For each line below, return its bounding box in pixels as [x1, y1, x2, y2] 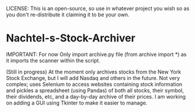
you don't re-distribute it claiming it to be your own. [6, 11, 130, 18]
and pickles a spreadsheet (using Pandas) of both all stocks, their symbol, [6, 87, 184, 94]
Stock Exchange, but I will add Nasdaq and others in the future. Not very [6, 74, 180, 81]
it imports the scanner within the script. [6, 57, 100, 64]
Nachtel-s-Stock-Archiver [6, 32, 135, 45]
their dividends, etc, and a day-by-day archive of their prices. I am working [6, 93, 186, 100]
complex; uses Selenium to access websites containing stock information [6, 80, 183, 87]
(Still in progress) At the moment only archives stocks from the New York [6, 68, 182, 75]
